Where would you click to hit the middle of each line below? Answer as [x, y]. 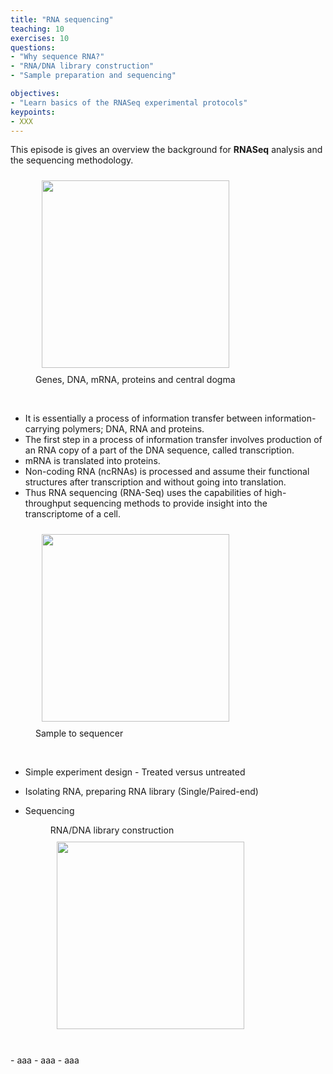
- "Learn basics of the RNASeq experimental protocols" [129, 102]
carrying [42, 429]
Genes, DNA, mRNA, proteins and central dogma [135, 380]
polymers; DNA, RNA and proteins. [133, 429]
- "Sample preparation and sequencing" [93, 76]
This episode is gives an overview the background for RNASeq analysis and [166, 150]
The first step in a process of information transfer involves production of [173, 440]
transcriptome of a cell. [73, 514]
